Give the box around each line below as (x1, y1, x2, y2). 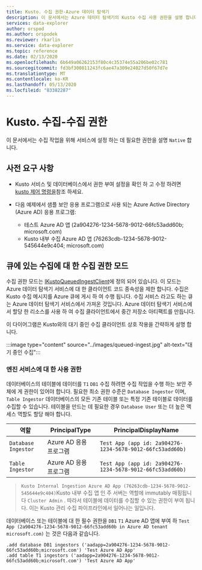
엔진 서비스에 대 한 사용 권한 (6, 366, 82, 374)
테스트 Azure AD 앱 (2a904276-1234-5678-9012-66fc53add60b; (23, 221, 184, 228)
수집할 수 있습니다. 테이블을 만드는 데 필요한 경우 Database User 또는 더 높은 (6, 402, 185, 410)
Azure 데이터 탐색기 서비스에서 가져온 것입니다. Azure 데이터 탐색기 (12, 300, 172, 308)
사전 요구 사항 (6, 163, 54, 174)
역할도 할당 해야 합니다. (17, 410, 72, 417)
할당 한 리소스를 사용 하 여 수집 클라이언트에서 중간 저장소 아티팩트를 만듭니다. (12, 308, 195, 315)
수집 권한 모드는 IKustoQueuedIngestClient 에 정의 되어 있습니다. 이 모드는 (6, 278, 182, 285)
